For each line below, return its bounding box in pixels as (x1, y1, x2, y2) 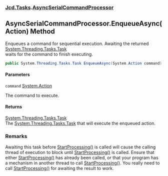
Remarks (5, 132, 27, 139)
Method (29, 27, 55, 36)
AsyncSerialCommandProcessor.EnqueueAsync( (5, 19, 162, 28)
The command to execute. (5, 92, 59, 98)
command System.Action (5, 82, 52, 88)
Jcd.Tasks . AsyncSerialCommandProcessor (5, 4, 114, 11)
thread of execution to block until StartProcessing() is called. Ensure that (5, 149, 155, 155)
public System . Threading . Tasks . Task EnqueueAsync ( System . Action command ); (5, 60, 164, 66)
